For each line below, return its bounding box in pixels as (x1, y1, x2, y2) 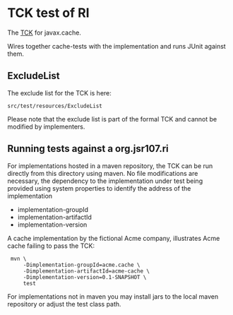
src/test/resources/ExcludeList (7, 102, 102, 109)
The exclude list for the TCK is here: (7, 88, 112, 97)
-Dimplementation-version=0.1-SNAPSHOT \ (23, 273, 147, 280)
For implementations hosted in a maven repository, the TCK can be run (7, 161, 213, 170)
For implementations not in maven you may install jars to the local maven (7, 292, 219, 301)
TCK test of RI (7, 5, 90, 21)
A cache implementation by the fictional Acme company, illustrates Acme (7, 234, 220, 242)
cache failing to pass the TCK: (7, 242, 95, 250)
